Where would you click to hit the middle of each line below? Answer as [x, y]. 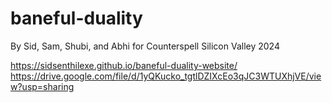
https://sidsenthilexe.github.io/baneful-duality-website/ [124, 65]
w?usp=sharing [42, 86]
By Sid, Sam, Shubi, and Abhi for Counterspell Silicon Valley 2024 [145, 46]
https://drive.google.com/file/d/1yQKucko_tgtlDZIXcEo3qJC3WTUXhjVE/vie [166, 76]
